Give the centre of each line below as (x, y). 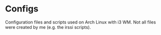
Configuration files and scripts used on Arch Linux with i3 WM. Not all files (80, 22)
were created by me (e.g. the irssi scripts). (48, 27)
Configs (22, 9)
